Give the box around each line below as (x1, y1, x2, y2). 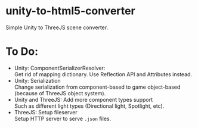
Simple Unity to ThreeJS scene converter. (5, 24, 109, 31)
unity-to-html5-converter (5, 4, 135, 18)
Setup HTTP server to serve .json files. (14, 115, 112, 122)
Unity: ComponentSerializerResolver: (14, 64, 106, 71)
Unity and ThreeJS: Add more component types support (14, 96, 153, 103)
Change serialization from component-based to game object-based (14, 83, 181, 90)
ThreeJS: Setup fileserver (14, 108, 78, 115)
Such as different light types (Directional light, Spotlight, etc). (14, 102, 165, 110)
